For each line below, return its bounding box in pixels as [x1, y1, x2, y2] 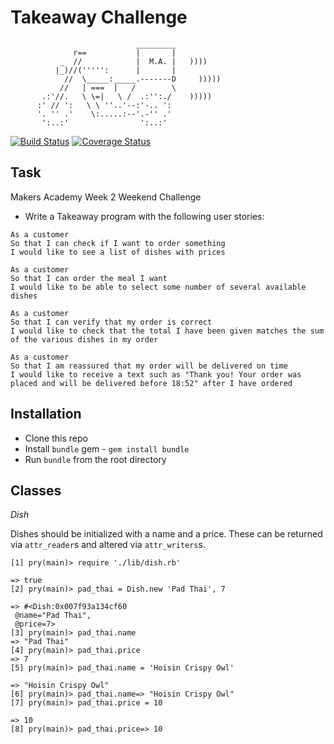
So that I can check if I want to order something [10, 238, 226, 248]
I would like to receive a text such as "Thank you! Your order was [10, 369, 302, 380]
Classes [10, 482, 62, 499]
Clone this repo [24, 432, 88, 444]
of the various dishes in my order [10, 334, 159, 345]
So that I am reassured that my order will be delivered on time [10, 361, 288, 371]
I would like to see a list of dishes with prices [10, 247, 226, 257]
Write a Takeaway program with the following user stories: [24, 210, 265, 222]
